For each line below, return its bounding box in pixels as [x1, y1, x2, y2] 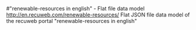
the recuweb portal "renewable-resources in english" [6, 18, 137, 24]
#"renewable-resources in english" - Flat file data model [6, 5, 145, 12]
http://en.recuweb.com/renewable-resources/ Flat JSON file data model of [6, 11, 190, 18]
